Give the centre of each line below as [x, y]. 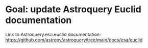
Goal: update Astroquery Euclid [73, 9]
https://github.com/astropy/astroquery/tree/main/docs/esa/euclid [74, 40]
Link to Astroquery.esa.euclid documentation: [53, 34]
